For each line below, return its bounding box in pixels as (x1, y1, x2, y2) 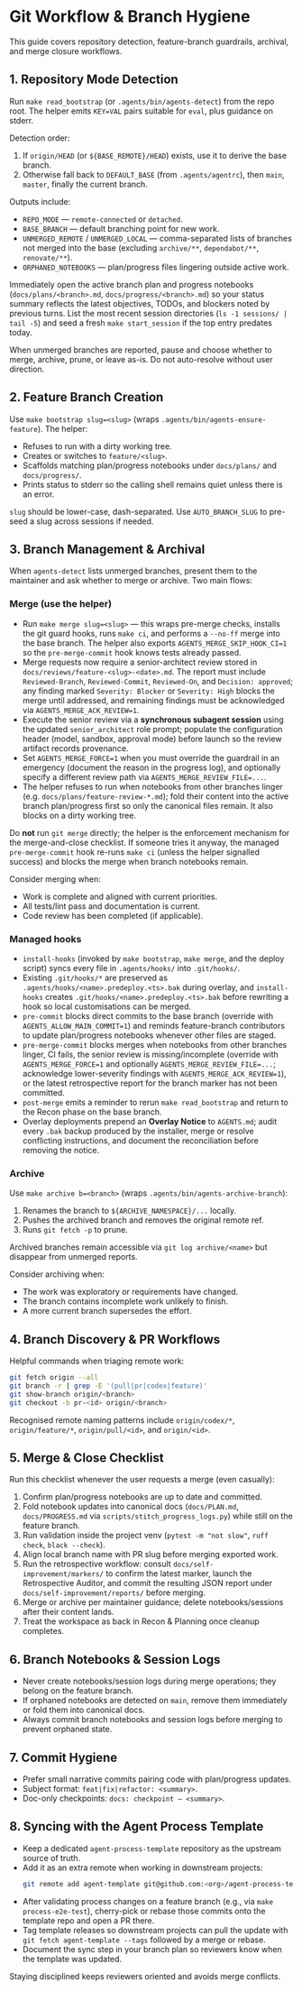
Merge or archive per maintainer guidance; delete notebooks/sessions (22, 1597, 284, 1608)
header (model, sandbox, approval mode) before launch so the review (22, 733, 282, 744)
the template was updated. (22, 1953, 123, 1964)
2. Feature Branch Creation (9, 390, 164, 405)
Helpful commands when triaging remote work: (9, 1355, 185, 1367)
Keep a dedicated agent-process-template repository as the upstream (22, 1842, 282, 1854)
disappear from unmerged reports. (9, 1252, 138, 1262)
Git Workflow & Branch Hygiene (9, 6, 251, 27)
